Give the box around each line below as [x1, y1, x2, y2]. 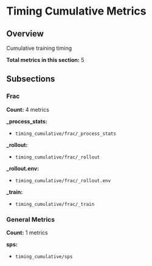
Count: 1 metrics [6, 229, 48, 236]
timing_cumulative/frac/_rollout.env [15, 177, 111, 183]
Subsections [6, 74, 55, 84]
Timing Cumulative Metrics [6, 4, 147, 18]
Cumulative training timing [6, 44, 72, 52]
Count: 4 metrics [6, 106, 50, 113]
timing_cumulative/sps [15, 253, 73, 259]
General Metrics [6, 215, 55, 223]
